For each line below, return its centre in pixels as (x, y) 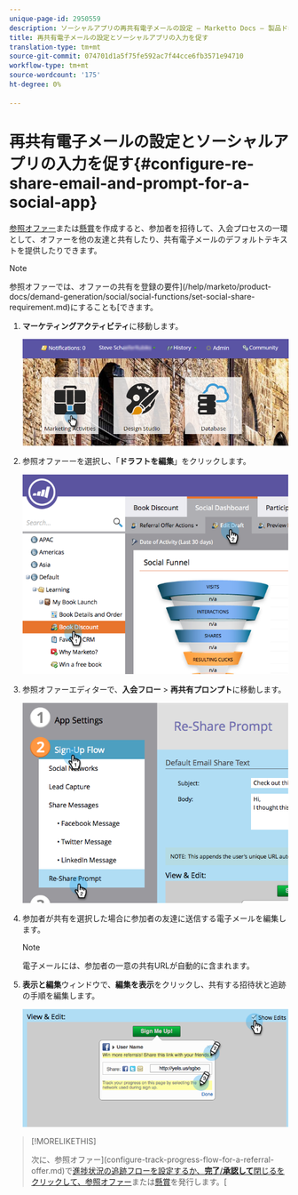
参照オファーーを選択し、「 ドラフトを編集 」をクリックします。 (136, 461)
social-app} (53, 202)
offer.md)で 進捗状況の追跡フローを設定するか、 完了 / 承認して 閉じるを (158, 1171)
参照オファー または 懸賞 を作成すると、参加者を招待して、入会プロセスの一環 (149, 228)
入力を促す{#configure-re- (155, 164)
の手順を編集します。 (61, 995)
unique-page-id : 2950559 (55, 19)
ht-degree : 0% (35, 84)
